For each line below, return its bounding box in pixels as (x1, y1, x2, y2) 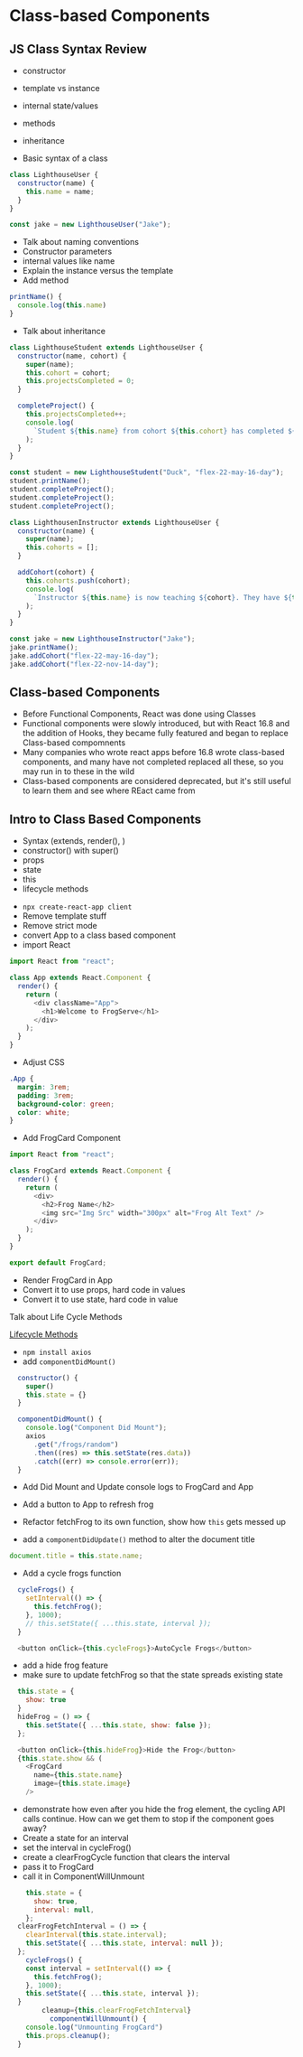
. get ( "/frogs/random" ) (32, 1440, 119, 1449)
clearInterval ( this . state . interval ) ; (25, 1931, 168, 1940)
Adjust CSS (22, 1057, 65, 1067)
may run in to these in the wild (22, 766, 135, 777)
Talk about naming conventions (22, 237, 140, 248)
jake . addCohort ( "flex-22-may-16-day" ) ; (9, 651, 160, 660)
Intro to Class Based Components (9, 811, 202, 827)
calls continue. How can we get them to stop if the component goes (22, 1813, 275, 1824)
